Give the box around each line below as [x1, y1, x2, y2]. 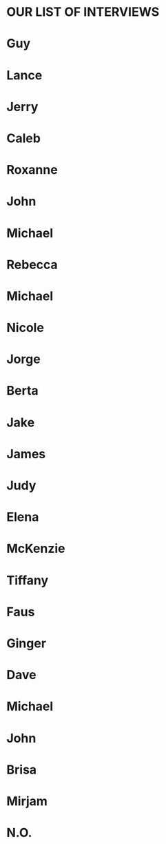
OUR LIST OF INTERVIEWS [6, 4, 160, 20]
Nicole [6, 320, 44, 335]
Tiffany [6, 572, 49, 588]
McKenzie [6, 541, 66, 556]
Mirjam [6, 793, 48, 809]
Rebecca [6, 257, 58, 273]
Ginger [6, 636, 46, 651]
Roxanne [6, 162, 58, 178]
